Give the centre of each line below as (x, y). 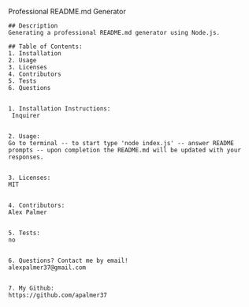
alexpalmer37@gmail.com (47, 268)
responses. (26, 157)
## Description (33, 26)
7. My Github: (32, 288)
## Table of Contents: (45, 47)
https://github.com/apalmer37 (58, 295)
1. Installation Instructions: (59, 109)
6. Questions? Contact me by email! (68, 260)
